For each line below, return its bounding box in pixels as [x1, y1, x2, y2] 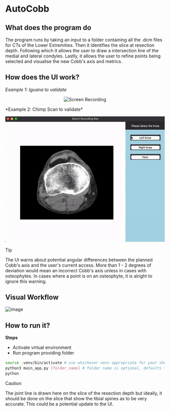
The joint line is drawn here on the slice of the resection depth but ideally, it [5, 390, 162, 396]
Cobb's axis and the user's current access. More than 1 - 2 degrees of [5, 262, 152, 268]
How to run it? [5, 321, 51, 330]
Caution [5, 380, 22, 386]
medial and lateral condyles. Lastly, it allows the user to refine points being [5, 53, 161, 59]
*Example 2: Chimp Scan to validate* [5, 106, 83, 112]
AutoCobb [5, 3, 50, 15]
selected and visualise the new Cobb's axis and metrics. [5, 58, 122, 64]
